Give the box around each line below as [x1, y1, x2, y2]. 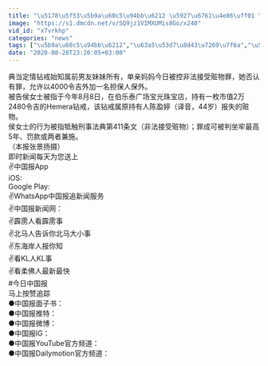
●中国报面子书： [8, 299, 64, 308]
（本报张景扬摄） [8, 141, 65, 151]
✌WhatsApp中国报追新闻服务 [8, 191, 104, 201]
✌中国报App [8, 161, 49, 171]
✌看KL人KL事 [8, 253, 53, 263]
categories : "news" [8, 34, 73, 42]
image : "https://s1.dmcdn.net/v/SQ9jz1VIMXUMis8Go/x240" [8, 19, 202, 27]
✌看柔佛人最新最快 [8, 266, 70, 276]
